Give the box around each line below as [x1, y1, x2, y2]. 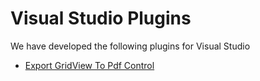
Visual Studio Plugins [10, 7, 192, 30]
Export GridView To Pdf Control [24, 59, 155, 71]
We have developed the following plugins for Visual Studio [10, 40, 251, 52]
